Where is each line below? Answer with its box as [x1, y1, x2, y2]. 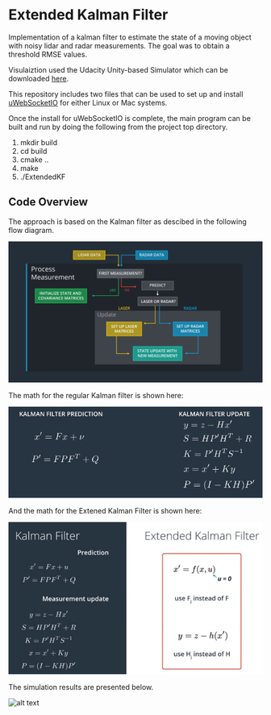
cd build [19, 146, 48, 156]
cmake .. [19, 155, 49, 164]
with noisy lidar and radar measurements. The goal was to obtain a [8, 40, 230, 50]
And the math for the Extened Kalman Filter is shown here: [8, 506, 202, 516]
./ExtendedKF [19, 172, 66, 181]
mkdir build [19, 137, 58, 147]
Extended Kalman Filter [8, 6, 169, 24]
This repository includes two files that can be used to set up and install [8, 89, 244, 98]
